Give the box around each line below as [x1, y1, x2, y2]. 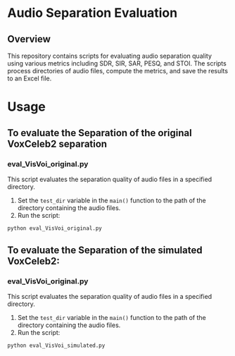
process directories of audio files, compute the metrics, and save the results [7, 67, 229, 75]
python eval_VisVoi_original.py [7, 224, 102, 232]
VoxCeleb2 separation [7, 137, 108, 149]
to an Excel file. [7, 74, 52, 82]
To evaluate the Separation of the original [7, 127, 192, 139]
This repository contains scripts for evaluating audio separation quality [7, 51, 212, 60]
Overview [7, 33, 51, 45]
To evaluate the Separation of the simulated [7, 245, 203, 257]
